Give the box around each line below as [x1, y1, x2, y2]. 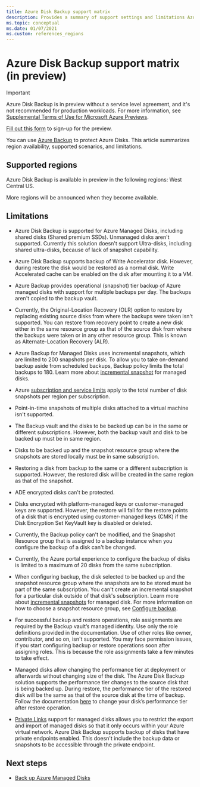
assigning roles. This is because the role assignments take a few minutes [14, 648, 194, 655]
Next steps [6, 758, 48, 768]
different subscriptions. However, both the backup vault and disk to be [14, 428, 188, 436]
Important [6, 89, 30, 96]
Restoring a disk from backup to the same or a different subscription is [14, 464, 188, 472]
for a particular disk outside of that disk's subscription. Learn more [14, 592, 179, 599]
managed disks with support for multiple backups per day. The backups [14, 288, 192, 296]
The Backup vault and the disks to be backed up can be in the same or [14, 422, 189, 429]
